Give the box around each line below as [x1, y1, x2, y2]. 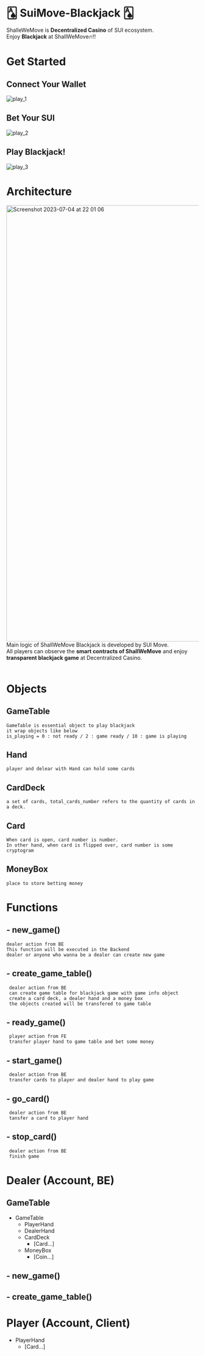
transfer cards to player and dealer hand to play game [9, 1077, 154, 1083]
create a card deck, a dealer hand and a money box [9, 995, 143, 1001]
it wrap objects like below [6, 728, 78, 734]
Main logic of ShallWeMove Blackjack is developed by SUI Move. [6, 641, 169, 648]
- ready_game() [6, 1017, 66, 1028]
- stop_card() [6, 1132, 57, 1142]
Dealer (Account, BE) [6, 1174, 115, 1187]
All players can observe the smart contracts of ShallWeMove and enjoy [6, 647, 188, 654]
